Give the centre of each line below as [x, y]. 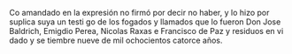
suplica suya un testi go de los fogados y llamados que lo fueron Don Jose [145, 22]
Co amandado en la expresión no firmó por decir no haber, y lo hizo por [139, 13]
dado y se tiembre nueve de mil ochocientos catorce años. [116, 40]
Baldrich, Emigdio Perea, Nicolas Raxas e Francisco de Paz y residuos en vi [146, 31]
